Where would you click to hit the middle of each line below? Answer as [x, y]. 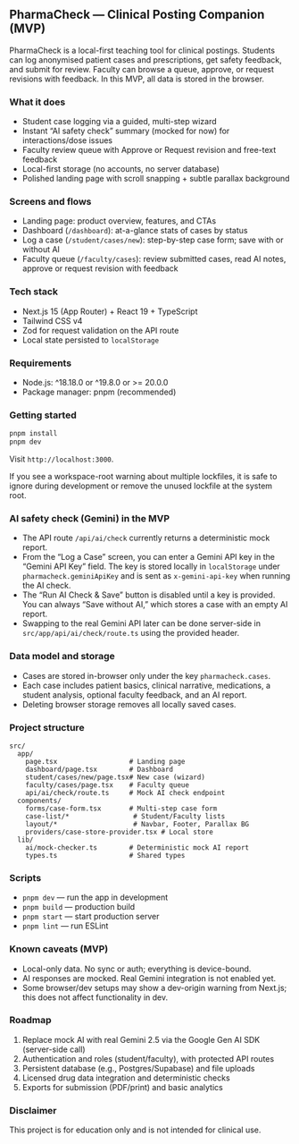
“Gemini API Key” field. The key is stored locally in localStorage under [151, 566]
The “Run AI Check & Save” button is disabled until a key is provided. [149, 595]
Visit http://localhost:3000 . [62, 459]
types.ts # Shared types [105, 855]
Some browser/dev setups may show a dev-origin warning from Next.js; [154, 987]
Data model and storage [62, 657]
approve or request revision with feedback [100, 268]
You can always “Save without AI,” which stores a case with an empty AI [155, 605]
